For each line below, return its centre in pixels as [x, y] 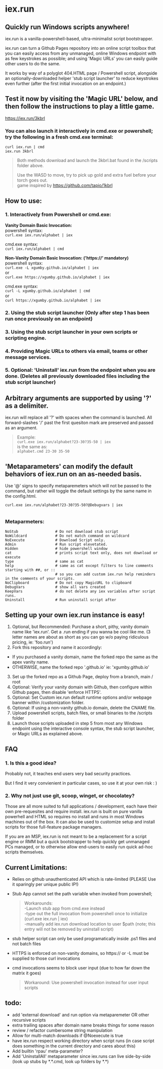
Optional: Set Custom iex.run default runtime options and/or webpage [82, 697]
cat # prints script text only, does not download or [81, 553]
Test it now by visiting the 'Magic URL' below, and [81, 99]
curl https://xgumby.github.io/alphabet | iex [53, 300]
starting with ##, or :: [30, 570]
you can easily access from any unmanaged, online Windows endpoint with [81, 53]
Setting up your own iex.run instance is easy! [75, 615]
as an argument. [21, 428]
